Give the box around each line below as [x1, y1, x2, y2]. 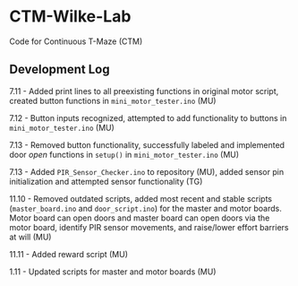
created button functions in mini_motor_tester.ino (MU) [9, 95, 217, 106]
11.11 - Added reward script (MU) [9, 248, 128, 259]
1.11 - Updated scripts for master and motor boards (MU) [9, 266, 217, 277]
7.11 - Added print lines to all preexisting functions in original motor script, [9, 85, 279, 96]
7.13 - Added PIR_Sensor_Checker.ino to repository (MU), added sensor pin [9, 166, 285, 177]
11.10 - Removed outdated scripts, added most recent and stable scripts [9, 193, 273, 204]
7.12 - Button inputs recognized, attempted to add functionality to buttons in [9, 112, 287, 123]
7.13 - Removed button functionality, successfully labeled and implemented [9, 139, 285, 150]
